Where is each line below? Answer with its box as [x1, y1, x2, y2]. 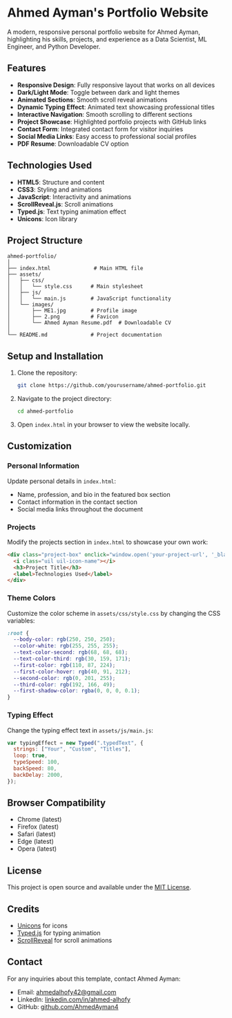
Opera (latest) [17, 845, 57, 853]
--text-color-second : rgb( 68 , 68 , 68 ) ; [13, 649, 128, 656]
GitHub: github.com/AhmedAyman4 [17, 1002, 119, 1010]
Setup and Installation [7, 350, 104, 362]
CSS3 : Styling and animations [17, 185, 102, 194]
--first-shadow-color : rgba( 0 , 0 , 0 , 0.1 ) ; [13, 688, 141, 695]
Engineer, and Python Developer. [7, 42, 101, 50]
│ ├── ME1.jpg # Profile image [7, 308, 137, 314]
